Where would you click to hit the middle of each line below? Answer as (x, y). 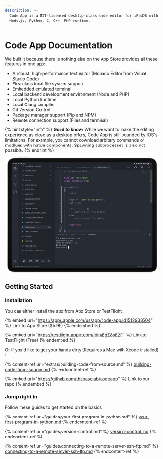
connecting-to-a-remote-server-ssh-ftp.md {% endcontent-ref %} (72, 451)
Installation (19, 300)
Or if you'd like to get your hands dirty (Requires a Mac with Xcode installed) (82, 350)
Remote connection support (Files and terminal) (60, 120)
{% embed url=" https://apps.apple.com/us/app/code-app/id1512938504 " (79, 320)
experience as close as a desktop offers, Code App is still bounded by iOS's (81, 135)
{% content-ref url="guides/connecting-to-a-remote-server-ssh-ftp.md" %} (82, 446)
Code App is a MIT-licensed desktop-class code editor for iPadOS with (84, 15)
